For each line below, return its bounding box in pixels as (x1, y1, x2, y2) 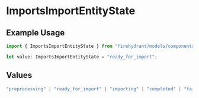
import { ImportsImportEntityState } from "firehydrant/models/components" (6, 43, 197, 49)
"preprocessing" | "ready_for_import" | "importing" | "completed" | (6, 86, 182, 92)
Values (6, 70, 33, 80)
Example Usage (6, 28, 65, 38)
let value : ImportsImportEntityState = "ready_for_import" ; (6, 54, 158, 60)
